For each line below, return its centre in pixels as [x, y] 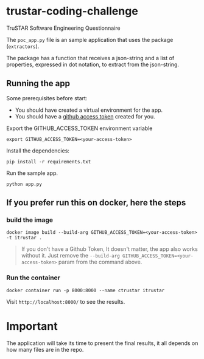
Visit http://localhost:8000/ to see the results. [66, 301]
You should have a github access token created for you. [85, 116]
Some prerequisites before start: [47, 98]
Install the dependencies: [38, 151]
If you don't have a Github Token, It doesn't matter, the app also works [109, 249]
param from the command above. [100, 262]
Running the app [38, 84]
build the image [30, 220]
